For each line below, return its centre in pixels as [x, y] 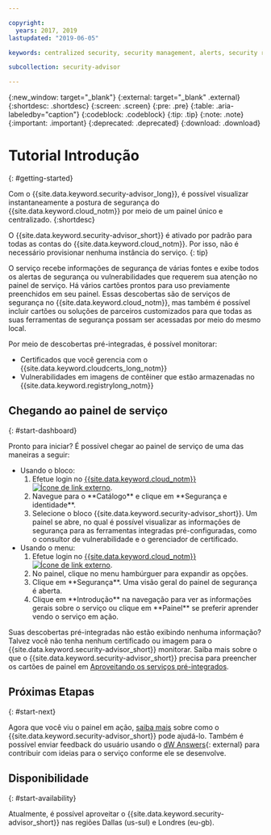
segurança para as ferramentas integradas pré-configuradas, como [144, 530]
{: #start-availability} [42, 798]
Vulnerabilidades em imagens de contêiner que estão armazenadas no [138, 377]
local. [17, 328]
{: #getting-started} [41, 178]
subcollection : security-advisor [65, 67]
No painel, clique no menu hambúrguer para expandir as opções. [140, 573]
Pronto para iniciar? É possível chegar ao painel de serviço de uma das [126, 446]
